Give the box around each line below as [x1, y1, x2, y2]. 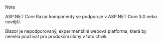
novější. [5, 19, 21, 24]
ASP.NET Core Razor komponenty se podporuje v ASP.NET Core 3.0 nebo [5, 14, 157, 19]
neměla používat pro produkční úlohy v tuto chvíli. [5, 34, 108, 39]
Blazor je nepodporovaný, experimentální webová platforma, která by [5, 28, 147, 34]
